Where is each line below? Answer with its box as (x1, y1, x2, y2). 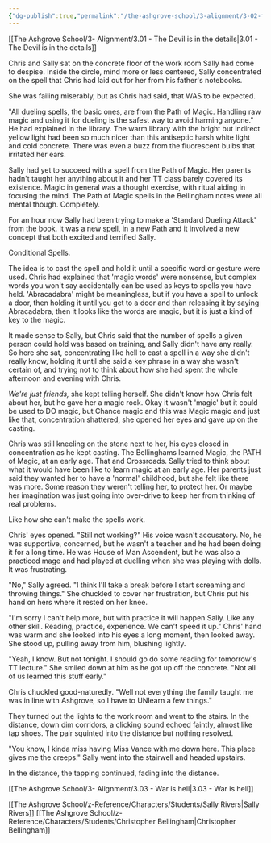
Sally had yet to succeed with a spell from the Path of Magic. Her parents (8, 165, 252, 174)
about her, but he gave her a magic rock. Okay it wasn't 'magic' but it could (8, 397, 258, 407)
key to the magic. (8, 315, 66, 324)
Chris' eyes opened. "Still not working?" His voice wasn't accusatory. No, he (8, 530, 262, 540)
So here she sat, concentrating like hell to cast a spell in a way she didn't (8, 348, 250, 357)
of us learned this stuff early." (8, 671, 107, 681)
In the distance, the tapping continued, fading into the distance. (8, 768, 219, 778)
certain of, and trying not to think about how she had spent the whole (8, 365, 238, 374)
